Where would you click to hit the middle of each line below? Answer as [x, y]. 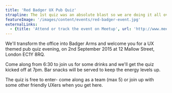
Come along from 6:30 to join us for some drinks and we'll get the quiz [80, 64]
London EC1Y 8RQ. [25, 55]
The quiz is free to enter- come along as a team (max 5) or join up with [80, 80]
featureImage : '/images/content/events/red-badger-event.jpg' [73, 19]
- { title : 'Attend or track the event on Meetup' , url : [71, 29]
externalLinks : [21, 24]
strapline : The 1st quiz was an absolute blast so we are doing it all [83, 15]
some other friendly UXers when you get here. [54, 85]
